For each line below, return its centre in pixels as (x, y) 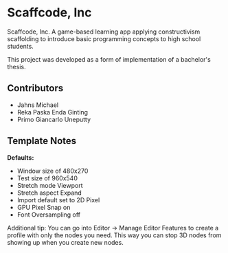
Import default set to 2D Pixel (58, 200)
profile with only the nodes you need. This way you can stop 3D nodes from (114, 235)
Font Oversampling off (49, 215)
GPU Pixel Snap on (44, 207)
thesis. (16, 67)
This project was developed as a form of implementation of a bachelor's (109, 59)
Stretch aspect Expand (49, 193)
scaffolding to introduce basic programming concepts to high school (104, 38)
